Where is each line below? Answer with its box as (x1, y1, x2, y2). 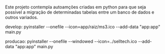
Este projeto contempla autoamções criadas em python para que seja (5, 4, 146, 10)
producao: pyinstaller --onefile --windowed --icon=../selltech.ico (5, 38, 137, 44)
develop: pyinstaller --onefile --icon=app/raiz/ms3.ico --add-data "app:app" (5, 24, 161, 30)
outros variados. (5, 15, 38, 20)
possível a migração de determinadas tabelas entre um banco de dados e (5, 9, 154, 15)
